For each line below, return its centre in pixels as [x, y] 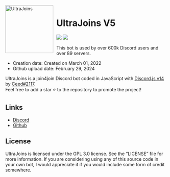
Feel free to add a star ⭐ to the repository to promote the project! [74, 89]
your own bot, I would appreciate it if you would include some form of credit [85, 164]
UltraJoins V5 [86, 23]
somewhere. [18, 170]
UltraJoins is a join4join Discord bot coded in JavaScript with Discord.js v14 [85, 78]
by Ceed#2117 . [20, 84]
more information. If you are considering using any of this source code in [82, 159]
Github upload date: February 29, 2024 [54, 68]
